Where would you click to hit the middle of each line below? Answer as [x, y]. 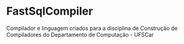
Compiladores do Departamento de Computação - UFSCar [80, 34]
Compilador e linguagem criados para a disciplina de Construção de [92, 28]
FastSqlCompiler [50, 11]
